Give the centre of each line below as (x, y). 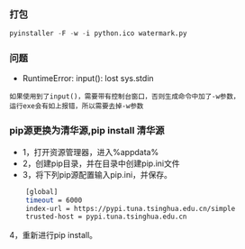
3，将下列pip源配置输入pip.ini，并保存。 (97, 174)
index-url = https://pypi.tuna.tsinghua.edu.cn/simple (131, 208)
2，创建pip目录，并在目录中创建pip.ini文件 (101, 163)
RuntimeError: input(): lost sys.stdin (88, 78)
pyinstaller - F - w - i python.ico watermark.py (98, 33)
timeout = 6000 (54, 200)
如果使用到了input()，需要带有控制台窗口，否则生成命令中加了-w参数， (125, 97)
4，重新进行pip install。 (53, 235)
